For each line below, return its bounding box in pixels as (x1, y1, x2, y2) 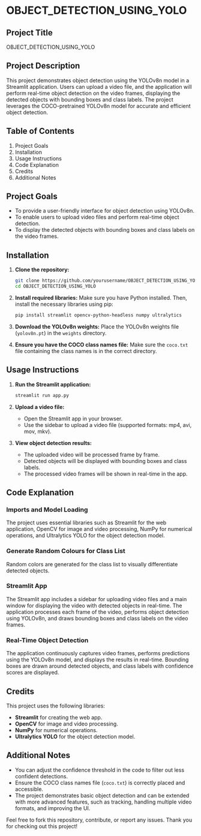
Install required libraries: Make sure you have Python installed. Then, (14, 294, 187, 301)
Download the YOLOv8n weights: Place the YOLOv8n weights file (14, 323, 179, 330)
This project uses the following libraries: (6, 702, 105, 709)
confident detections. (14, 772, 68, 780)
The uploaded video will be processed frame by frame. (23, 451, 160, 458)
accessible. (14, 785, 44, 793)
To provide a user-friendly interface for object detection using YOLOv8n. (14, 207, 195, 214)
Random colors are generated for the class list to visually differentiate (6, 560, 178, 568)
